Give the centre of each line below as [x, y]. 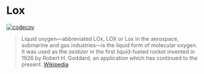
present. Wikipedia [45, 64]
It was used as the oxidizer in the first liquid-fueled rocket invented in [108, 51]
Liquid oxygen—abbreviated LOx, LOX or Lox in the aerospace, [100, 39]
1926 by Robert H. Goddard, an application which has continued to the [109, 58]
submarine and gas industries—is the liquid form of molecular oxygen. [109, 45]
